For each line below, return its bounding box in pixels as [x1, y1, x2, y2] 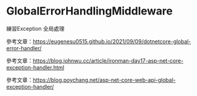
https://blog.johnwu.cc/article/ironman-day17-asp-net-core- [33, 57, 184, 64]
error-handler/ [6, 44, 42, 52]
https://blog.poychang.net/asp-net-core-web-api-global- [33, 76, 176, 83]
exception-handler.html [6, 63, 65, 71]
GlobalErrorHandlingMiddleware [6, 4, 173, 18]
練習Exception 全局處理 [6, 25, 65, 32]
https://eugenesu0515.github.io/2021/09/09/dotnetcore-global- [33, 37, 192, 45]
